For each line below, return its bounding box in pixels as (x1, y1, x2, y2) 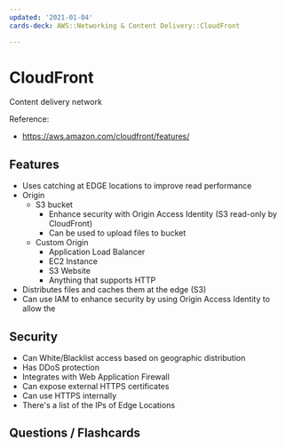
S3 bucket (35, 199, 74, 210)
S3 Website (48, 266, 91, 276)
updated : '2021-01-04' (9, 12, 93, 22)
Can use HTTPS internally (21, 390, 117, 401)
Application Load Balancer (48, 246, 146, 258)
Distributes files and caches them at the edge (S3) (21, 284, 207, 295)
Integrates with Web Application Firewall (21, 372, 171, 382)
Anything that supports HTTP (48, 275, 156, 285)
